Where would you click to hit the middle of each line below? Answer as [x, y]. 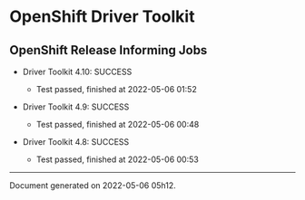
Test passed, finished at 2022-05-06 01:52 [116, 89]
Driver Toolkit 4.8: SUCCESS [76, 142]
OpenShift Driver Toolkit [102, 17]
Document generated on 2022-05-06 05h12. [93, 186]
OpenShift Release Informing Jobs [108, 50]
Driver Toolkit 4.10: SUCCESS [77, 71]
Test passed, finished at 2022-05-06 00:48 [118, 124]
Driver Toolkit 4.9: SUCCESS [76, 107]
